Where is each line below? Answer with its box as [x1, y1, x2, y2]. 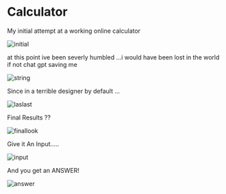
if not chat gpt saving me [7, 60, 77, 68]
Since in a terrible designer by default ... [7, 87, 120, 95]
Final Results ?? [7, 113, 51, 122]
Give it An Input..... [7, 139, 60, 148]
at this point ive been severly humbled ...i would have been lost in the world [7, 53, 220, 61]
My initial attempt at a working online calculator [7, 27, 141, 35]
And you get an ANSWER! [7, 166, 80, 174]
